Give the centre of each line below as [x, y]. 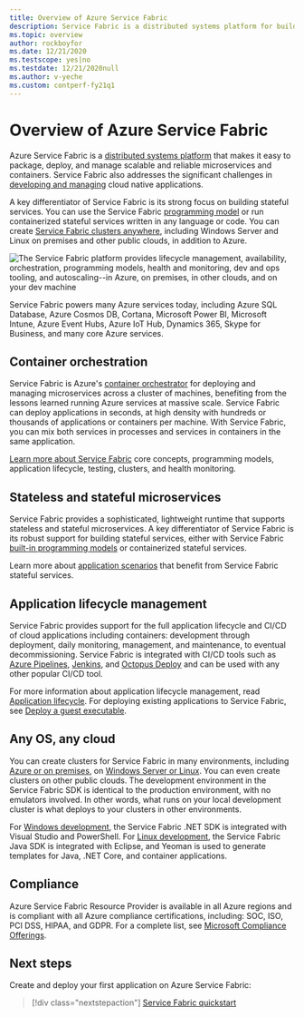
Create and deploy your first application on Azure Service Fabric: [130, 985]
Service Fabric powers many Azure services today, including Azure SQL [143, 304]
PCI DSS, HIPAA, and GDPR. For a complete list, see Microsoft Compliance [148, 925]
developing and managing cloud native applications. [106, 184]
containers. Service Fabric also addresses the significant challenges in [141, 174]
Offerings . [28, 934]
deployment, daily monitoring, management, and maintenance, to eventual [148, 645]
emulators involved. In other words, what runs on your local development [146, 799]
